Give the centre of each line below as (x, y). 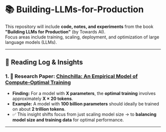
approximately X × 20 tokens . (42, 99)
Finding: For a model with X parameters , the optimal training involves (84, 93)
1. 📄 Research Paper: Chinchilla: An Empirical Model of (71, 76)
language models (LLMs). (31, 42)
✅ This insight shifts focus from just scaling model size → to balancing (84, 114)
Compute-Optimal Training (38, 83)
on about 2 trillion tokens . (39, 109)
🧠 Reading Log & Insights (44, 62)
